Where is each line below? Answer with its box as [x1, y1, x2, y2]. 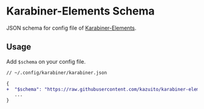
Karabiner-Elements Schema [6, 4, 155, 18]
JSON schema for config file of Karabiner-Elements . [6, 24, 137, 31]
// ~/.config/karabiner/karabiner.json [6, 70, 107, 76]
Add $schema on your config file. [6, 58, 86, 65]
